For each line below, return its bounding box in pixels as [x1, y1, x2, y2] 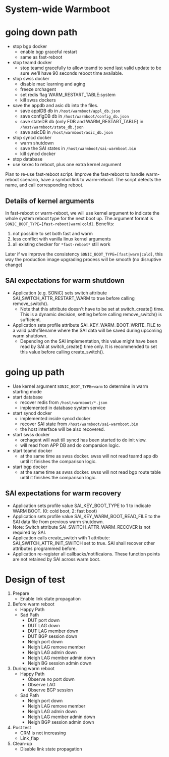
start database [12, 394, 43, 400]
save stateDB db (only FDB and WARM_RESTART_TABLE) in [20, 119, 144, 125]
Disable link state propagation [20, 746, 82, 752]
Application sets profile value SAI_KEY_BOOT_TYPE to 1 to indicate [12, 502, 151, 509]
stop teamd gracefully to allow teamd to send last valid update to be [20, 65, 161, 71]
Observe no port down [27, 676, 75, 682]
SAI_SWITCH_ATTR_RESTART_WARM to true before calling [12, 295, 135, 301]
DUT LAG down [27, 623, 60, 629]
